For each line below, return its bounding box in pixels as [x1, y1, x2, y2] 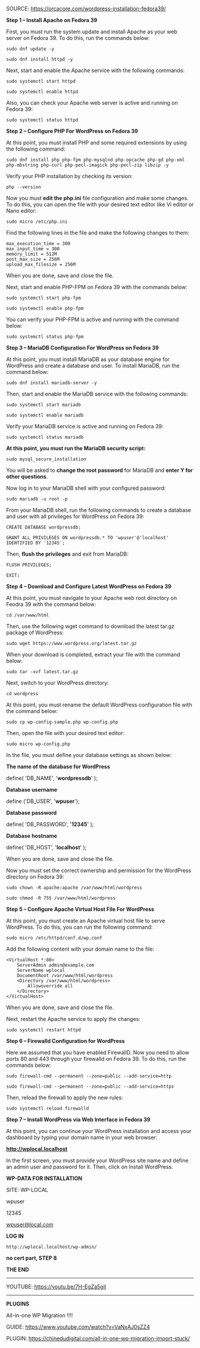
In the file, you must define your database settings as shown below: [6, 752, 172, 758]
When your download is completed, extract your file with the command [6, 651, 180, 658]
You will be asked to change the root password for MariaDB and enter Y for [6, 467, 193, 474]
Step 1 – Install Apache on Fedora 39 [6, 17, 98, 23]
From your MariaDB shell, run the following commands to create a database [6, 506, 192, 513]
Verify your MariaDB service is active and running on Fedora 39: [6, 423, 164, 429]
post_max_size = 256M [6, 256, 60, 262]
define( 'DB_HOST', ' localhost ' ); [6, 844, 87, 851]
